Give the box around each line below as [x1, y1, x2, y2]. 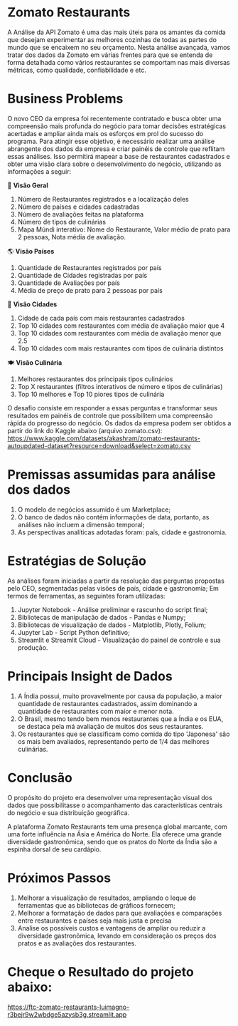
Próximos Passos [7, 870, 112, 886]
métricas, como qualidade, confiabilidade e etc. [7, 66, 147, 74]
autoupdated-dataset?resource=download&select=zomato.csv [7, 441, 191, 450]
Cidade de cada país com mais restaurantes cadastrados [17, 313, 185, 322]
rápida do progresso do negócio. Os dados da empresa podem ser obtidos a [7, 418, 232, 427]
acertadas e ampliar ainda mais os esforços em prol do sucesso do [7, 129, 204, 138]
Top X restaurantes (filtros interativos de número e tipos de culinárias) [17, 382, 223, 390]
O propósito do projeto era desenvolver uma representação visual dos [7, 793, 212, 802]
